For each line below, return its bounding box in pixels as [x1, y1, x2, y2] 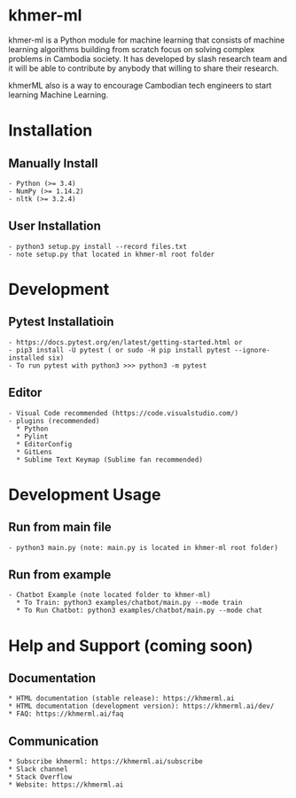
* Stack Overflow [8, 772, 73, 782]
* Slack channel [8, 765, 68, 774]
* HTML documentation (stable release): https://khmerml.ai [8, 694, 236, 703]
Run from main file [8, 520, 112, 535]
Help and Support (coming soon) [8, 635, 253, 655]
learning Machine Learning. [8, 89, 109, 100]
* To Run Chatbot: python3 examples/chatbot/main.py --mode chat [16, 606, 263, 616]
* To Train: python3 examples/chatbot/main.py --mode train [16, 599, 243, 608]
